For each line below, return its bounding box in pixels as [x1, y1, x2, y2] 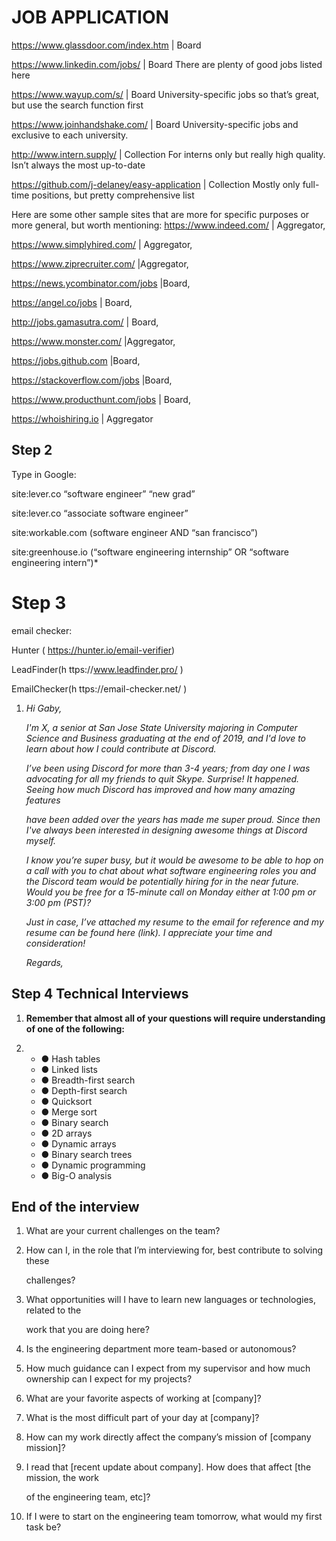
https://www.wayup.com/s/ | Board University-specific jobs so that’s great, [11, 88, 320, 100]
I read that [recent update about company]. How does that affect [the [25, 1461, 312, 1473]
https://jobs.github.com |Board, [11, 354, 141, 366]
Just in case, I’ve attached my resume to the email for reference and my [25, 916, 324, 928]
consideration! [25, 937, 86, 949]
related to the [25, 1304, 82, 1316]
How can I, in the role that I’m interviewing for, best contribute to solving [25, 1244, 324, 1256]
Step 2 [11, 442, 53, 459]
